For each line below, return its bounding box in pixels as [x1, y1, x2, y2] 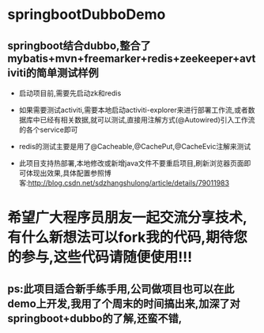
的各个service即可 [18, 125, 78, 134]
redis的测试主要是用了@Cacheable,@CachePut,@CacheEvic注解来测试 [18, 142, 251, 151]
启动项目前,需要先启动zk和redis [18, 88, 122, 98]
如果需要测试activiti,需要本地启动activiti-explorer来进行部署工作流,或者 [18, 105, 248, 114]
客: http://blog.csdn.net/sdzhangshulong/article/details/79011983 [18, 178, 230, 187]
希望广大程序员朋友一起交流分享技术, [7, 209, 248, 226]
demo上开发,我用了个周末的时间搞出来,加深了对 [7, 297, 240, 310]
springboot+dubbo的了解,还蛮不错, [7, 312, 183, 325]
